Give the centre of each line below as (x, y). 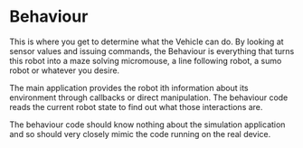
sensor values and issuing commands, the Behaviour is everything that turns (152, 51)
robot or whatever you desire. (65, 70)
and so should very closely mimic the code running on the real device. (140, 134)
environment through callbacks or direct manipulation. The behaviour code (149, 97)
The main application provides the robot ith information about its (129, 88)
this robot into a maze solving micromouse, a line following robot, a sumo (146, 60)
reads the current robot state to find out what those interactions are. (136, 106)
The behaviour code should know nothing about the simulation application (147, 125)
